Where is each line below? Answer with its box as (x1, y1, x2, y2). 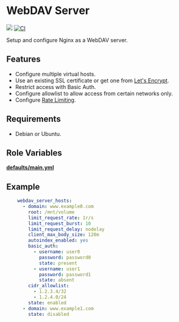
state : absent (38, 277, 75, 284)
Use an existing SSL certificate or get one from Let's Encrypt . (15, 77, 169, 84)
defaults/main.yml (6, 164, 54, 171)
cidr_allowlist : (28, 283, 69, 289)
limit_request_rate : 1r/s (28, 215, 94, 221)
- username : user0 (33, 249, 80, 255)
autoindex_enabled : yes (28, 237, 88, 244)
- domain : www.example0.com (22, 204, 94, 210)
